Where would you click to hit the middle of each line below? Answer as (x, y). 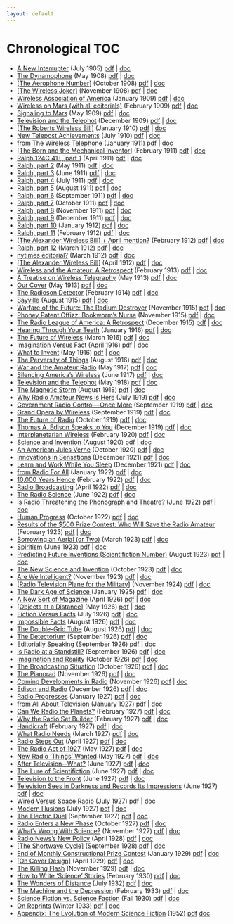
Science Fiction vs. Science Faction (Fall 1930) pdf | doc (98, 898)
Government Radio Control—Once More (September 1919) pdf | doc (115, 405)
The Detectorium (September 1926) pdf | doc (82, 636)
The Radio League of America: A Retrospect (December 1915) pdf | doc (119, 322)
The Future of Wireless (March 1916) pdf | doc (83, 337)
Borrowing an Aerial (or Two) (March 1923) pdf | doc (93, 539)
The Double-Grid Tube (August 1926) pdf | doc (84, 629)
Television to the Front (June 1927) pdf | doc (81, 778)
